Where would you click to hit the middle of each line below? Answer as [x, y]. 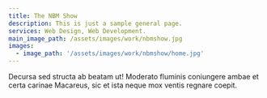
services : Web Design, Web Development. [78, 31]
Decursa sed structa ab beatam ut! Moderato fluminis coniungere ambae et [133, 77]
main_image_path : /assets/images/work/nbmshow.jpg [95, 38]
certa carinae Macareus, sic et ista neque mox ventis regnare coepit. [123, 85]
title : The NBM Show [43, 16]
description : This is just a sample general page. [95, 23]
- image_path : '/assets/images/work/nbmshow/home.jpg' [110, 53]
